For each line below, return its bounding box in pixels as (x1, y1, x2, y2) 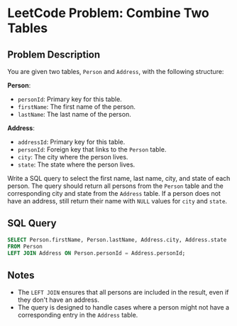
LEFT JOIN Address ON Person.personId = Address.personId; (7, 249, 186, 257)
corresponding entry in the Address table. (17, 311, 138, 320)
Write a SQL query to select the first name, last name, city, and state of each (7, 174, 231, 182)
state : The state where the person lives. (17, 160, 136, 169)
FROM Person (7, 243, 43, 250)
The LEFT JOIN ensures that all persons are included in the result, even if (17, 288, 229, 297)
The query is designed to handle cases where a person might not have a (17, 303, 229, 312)
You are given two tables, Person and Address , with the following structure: (7, 68, 224, 75)
